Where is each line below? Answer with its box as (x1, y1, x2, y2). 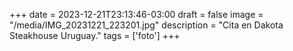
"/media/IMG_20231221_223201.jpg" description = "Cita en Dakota (9, 19, 284, 31)
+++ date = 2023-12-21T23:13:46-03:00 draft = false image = (9, 9, 264, 20)
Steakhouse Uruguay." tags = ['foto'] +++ (9, 30, 181, 41)
